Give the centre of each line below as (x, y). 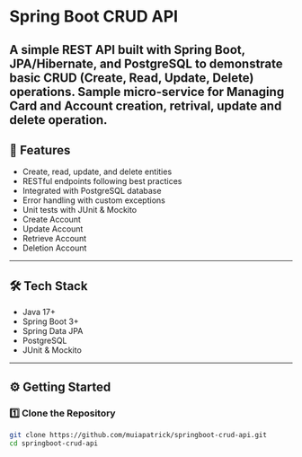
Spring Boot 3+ (50, 321)
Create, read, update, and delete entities (97, 171)
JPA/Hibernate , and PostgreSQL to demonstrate (146, 63)
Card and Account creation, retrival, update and (146, 105)
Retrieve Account (54, 239)
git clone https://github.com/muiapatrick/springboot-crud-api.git (138, 435)
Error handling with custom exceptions (94, 200)
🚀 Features (40, 150)
